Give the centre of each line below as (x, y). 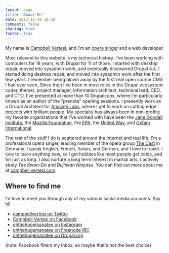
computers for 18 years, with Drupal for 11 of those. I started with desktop (82, 63)
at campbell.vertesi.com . (31, 170)
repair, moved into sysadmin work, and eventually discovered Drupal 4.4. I (82, 69)
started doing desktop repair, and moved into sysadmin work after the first (83, 74)
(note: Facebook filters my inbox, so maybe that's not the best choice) (78, 245)
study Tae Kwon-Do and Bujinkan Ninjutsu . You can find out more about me (84, 165)
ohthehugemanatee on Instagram (47, 225)
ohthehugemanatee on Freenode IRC (51, 230)
